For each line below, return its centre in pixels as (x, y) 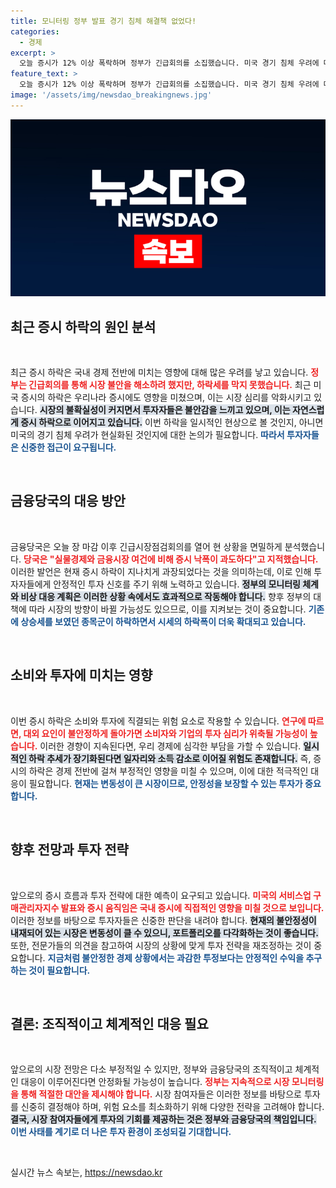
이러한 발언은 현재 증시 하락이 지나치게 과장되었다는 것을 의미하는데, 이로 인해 (161, 571)
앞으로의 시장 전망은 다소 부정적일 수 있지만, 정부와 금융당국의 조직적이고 (151, 1069)
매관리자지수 (35, 907)
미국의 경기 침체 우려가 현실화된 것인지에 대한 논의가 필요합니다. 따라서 (147, 435)
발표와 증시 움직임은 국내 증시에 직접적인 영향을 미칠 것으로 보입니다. (192, 907)
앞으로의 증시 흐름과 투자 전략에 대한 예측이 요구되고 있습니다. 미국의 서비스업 (161, 895)
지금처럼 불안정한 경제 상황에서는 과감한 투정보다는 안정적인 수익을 (176, 957)
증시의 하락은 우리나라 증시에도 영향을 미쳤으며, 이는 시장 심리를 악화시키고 (166, 397)
